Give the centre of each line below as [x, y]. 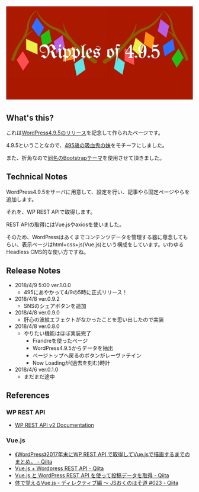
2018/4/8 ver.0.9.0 [37, 312]
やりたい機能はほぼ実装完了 [57, 333]
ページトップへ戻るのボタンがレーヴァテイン [87, 355]
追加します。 [22, 199]
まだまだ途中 [39, 377]
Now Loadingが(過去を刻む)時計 [71, 363]
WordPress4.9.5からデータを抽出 [73, 348]
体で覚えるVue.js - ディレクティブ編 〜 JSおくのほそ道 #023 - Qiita [97, 483]
